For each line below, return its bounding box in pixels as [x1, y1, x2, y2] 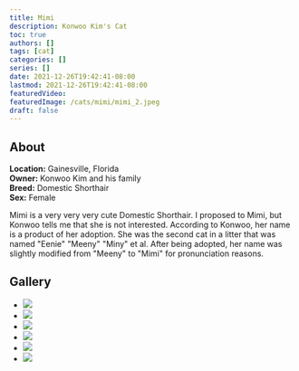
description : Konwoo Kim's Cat [9, 22, 128, 31]
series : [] [9, 64, 51, 73]
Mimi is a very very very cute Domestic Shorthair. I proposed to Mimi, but [9, 210, 283, 221]
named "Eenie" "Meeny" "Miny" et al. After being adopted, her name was [9, 239, 283, 250]
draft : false [9, 106, 59, 115]
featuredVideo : [9, 89, 67, 98]
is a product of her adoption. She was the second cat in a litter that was [9, 229, 276, 240]
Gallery [9, 274, 52, 290]
